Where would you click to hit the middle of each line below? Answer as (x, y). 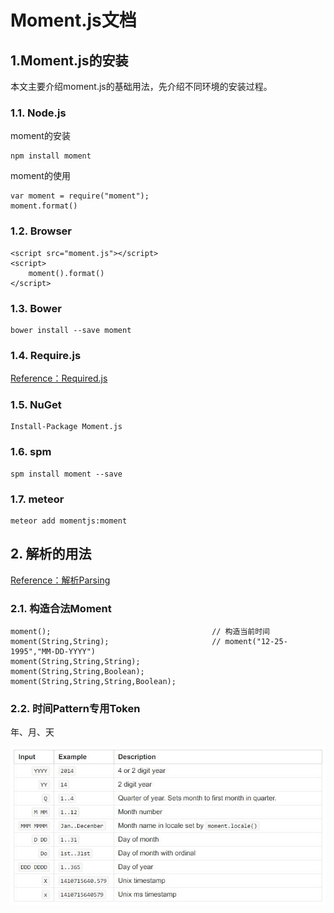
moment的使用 (40, 176)
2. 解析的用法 (51, 554)
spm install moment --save (66, 474)
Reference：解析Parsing (60, 580)
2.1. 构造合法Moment (61, 608)
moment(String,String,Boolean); (77, 672)
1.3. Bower (36, 308)
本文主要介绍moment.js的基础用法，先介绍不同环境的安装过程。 (141, 86)
